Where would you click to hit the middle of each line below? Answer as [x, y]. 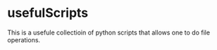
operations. [24, 39]
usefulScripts [48, 13]
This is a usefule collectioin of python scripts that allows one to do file [108, 32]
